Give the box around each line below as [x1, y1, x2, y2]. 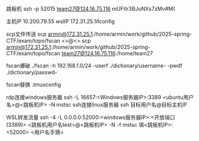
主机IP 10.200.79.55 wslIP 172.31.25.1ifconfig [6, 18, 115, 25]
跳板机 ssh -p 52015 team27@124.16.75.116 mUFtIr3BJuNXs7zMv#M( [6, 5, 176, 12]
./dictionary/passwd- [6, 69, 58, 76]
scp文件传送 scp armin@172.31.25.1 [6, 30, 93, 37]
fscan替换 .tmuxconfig [6, 81, 61, 88]
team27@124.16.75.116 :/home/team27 [61, 50, 153, 57]
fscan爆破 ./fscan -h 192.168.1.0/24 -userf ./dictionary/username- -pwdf [6, 62, 183, 69]
